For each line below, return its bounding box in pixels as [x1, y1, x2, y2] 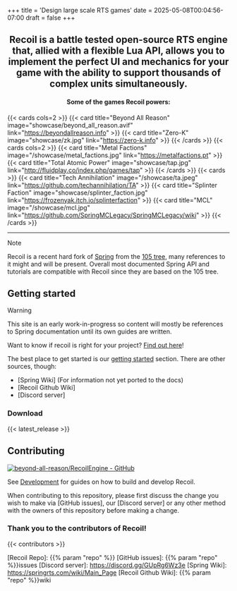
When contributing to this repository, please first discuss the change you [7, 491, 219, 499]
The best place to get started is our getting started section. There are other [7, 355, 226, 363]
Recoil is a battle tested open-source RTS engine [9, 34, 228, 46]
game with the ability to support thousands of [16, 67, 221, 79]
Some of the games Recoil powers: [66, 97, 171, 106]
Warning [7, 306, 32, 315]
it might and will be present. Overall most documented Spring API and [7, 260, 210, 268]
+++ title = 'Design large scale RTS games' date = [7, 6, 153, 14]
